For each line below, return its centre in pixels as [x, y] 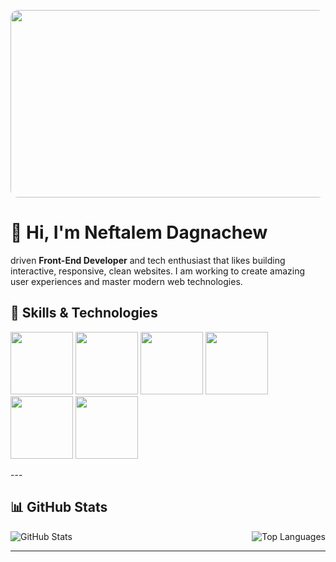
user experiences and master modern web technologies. [126, 281]
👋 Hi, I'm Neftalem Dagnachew [139, 232]
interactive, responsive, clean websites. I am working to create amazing [158, 271]
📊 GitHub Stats [59, 507]
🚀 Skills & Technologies [84, 313]
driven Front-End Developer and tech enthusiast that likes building [148, 260]
